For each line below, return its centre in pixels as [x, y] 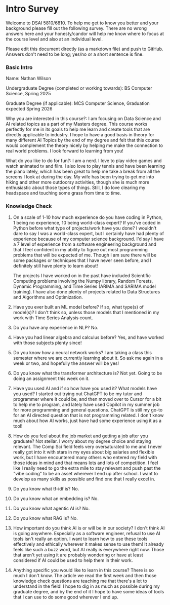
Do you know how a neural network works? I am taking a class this [82, 352]
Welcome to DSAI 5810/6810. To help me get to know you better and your [82, 23]
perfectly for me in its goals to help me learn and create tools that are [78, 129]
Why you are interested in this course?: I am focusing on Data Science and [83, 119]
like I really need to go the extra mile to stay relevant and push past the [87, 468]
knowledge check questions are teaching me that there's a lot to [80, 581]
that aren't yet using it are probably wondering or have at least [78, 555]
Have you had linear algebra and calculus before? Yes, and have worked [88, 337]
